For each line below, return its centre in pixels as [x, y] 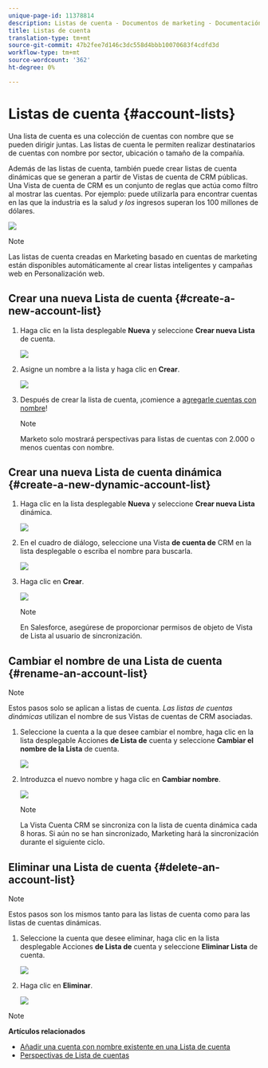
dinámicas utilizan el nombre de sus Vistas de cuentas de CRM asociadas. [130, 717]
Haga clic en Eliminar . [56, 985]
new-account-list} [55, 311]
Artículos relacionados [47, 1031]
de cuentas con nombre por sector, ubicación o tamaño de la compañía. [126, 153]
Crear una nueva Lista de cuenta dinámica [115, 472]
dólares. [22, 210]
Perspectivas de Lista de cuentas [75, 1055]
